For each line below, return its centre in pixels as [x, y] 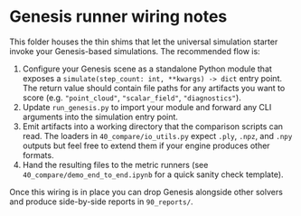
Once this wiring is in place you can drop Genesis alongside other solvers [146, 192]
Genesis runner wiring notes [118, 17]
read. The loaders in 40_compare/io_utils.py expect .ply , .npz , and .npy [157, 136]
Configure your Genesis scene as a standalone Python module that [147, 69]
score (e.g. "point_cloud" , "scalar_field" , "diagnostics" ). [132, 98]
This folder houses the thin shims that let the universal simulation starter [144, 42]
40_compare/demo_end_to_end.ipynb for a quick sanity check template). [153, 174]
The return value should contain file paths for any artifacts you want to [154, 88]
